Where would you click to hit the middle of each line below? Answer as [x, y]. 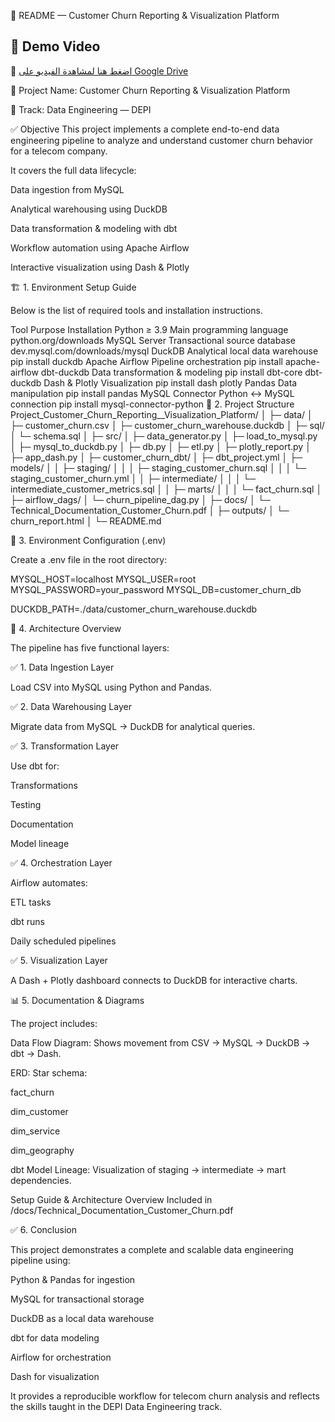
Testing [26, 804]
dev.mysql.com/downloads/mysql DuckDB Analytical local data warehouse [164, 351]
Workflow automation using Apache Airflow [100, 247]
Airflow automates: [49, 882]
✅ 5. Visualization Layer [59, 960]
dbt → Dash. [36, 1053]
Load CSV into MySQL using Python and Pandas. [111, 687]
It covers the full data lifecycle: [73, 170]
